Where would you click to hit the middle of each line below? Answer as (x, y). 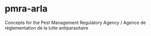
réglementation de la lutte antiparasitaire (47, 27)
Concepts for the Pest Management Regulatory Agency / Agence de (75, 22)
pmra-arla (26, 9)
